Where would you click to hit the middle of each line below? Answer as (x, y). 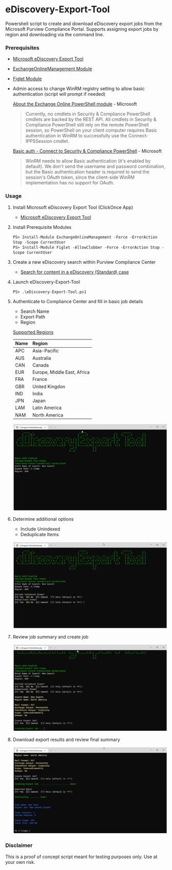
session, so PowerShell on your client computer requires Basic (91, 130)
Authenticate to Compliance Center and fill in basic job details (78, 301)
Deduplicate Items (39, 534)
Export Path (33, 316)
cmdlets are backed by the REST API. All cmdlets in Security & (91, 119)
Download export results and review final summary (66, 739)
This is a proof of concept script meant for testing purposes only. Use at (81, 857)
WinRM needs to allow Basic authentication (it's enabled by (88, 161)
